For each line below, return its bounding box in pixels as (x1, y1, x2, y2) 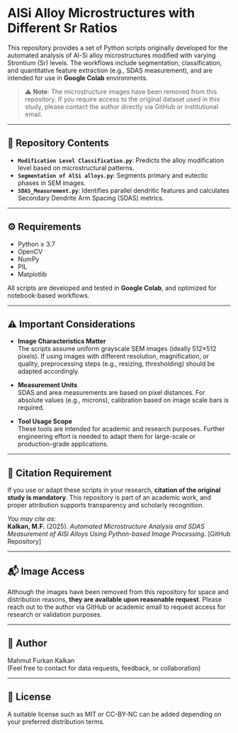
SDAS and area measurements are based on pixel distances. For (17, 388, 205, 397)
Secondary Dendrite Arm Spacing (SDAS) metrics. (17, 194, 164, 202)
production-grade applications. (17, 440, 108, 448)
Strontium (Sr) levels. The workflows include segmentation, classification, (7, 58, 222, 67)
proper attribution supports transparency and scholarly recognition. (7, 501, 204, 510)
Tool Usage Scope (17, 417, 73, 426)
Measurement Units (17, 381, 78, 389)
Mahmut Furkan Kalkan (7, 656, 75, 664)
